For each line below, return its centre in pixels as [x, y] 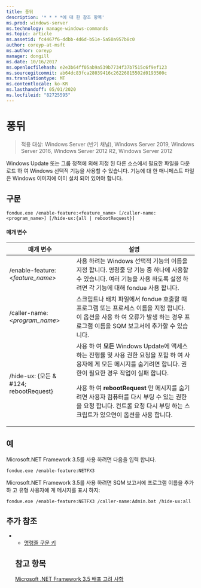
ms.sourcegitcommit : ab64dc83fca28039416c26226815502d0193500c [87, 73]
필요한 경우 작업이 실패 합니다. [129, 373]
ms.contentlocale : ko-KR [37, 84]
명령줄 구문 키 [40, 543]
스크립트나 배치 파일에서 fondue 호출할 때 [132, 299]
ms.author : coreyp [29, 51]
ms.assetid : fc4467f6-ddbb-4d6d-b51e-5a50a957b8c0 [71, 39]
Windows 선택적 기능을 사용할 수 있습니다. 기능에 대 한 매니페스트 [106, 170]
